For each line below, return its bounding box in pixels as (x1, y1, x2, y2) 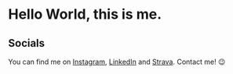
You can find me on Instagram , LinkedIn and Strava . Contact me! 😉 (8, 57, 226, 66)
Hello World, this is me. (8, 5, 162, 23)
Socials (8, 37, 46, 50)
